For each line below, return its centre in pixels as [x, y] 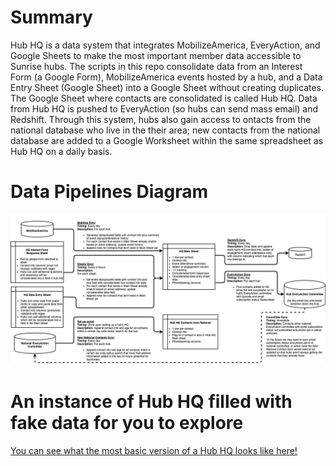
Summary [51, 17]
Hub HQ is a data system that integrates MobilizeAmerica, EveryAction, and [165, 45]
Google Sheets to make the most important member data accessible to [156, 55]
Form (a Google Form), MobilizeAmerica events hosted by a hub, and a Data [166, 77]
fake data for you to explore [127, 423]
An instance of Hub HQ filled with [151, 402]
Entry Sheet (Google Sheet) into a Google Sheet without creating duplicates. [167, 87]
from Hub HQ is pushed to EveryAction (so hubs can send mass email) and [164, 108]
